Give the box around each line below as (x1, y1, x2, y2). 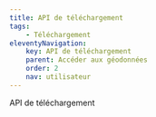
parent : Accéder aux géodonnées (25, 55, 148, 64)
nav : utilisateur (25, 73, 92, 82)
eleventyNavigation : (9, 38, 88, 48)
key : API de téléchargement (25, 47, 132, 56)
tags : (9, 22, 30, 31)
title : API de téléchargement (9, 13, 124, 23)
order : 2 (25, 64, 59, 73)
